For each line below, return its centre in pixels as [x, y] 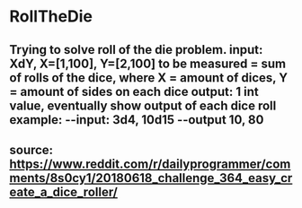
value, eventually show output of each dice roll [143, 105]
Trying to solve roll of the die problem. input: [136, 50]
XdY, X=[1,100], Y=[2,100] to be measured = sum [147, 63]
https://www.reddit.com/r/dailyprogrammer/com [150, 164]
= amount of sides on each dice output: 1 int [134, 91]
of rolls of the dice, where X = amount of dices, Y [149, 78]
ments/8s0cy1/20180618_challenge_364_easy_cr [151, 178]
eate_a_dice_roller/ [64, 191]
